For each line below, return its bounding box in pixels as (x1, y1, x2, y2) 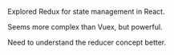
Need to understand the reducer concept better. (7, 37, 167, 47)
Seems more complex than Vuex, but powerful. (7, 22, 163, 31)
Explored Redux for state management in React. (7, 7, 165, 16)
